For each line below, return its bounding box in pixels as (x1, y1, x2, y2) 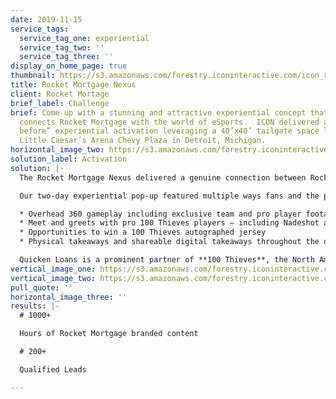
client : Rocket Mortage (10, 89, 110, 99)
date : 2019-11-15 (10, 14, 83, 25)
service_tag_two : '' (19, 42, 105, 53)
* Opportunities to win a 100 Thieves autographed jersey (19, 227, 267, 238)
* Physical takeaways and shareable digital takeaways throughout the (19, 237, 320, 247)
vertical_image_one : (10, 264, 97, 274)
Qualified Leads (19, 364, 87, 375)
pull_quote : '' (10, 282, 74, 293)
